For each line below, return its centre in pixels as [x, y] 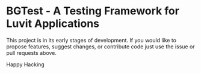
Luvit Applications [53, 24]
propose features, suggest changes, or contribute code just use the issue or [100, 47]
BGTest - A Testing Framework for [93, 11]
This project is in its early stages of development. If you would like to [91, 40]
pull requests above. [32, 53]
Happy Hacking [26, 64]
